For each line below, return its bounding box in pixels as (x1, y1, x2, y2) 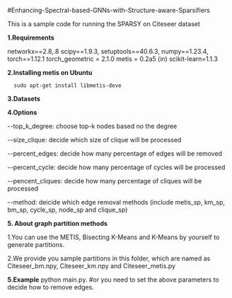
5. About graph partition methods (7, 219, 108, 227)
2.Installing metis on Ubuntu (7, 69, 93, 76)
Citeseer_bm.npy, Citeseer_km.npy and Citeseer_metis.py (7, 262, 175, 270)
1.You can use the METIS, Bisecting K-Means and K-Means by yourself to (7, 233, 220, 241)
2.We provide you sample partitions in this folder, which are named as (7, 254, 211, 263)
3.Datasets (7, 95, 41, 103)
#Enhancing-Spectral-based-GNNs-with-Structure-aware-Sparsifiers (7, 6, 210, 14)
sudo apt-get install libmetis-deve (13, 82, 122, 89)
